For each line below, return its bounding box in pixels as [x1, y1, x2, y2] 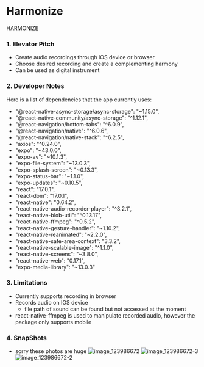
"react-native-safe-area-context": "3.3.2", [15, 237, 121, 245]
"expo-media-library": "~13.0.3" [15, 263, 96, 271]
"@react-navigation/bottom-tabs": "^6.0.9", [15, 120, 124, 128]
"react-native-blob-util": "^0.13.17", [15, 211, 102, 219]
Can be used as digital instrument [15, 67, 100, 74]
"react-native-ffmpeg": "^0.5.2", [15, 218, 96, 225]
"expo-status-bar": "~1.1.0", [15, 172, 84, 180]
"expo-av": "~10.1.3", [15, 153, 68, 160]
